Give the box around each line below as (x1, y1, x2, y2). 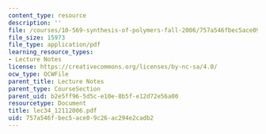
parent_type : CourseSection (8, 84, 101, 93)
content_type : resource (8, 11, 87, 20)
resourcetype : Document (8, 99, 87, 107)
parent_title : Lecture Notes (8, 77, 104, 85)
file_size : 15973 (8, 33, 66, 42)
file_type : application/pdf (8, 41, 101, 49)
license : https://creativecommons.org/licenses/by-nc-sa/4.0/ (8, 63, 218, 71)
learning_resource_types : (8, 48, 93, 56)
